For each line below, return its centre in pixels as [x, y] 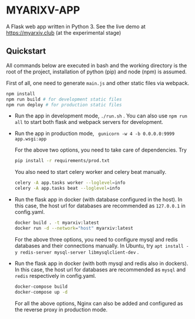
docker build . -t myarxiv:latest [57, 223]
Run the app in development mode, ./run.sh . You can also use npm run [101, 116]
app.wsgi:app [31, 139]
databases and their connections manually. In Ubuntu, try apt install [99, 246]
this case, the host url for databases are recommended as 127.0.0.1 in [100, 206]
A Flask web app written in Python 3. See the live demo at [76, 26]
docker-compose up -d [41, 292]
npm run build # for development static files [64, 99]
